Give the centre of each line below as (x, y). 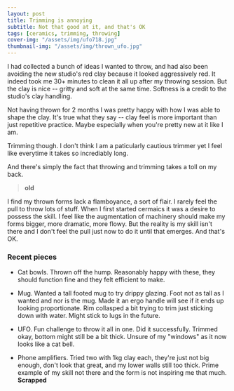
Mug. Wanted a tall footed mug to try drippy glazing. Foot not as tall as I (121, 293)
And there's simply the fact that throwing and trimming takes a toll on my (112, 167)
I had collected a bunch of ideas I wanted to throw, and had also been (108, 66)
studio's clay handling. (40, 96)
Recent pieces (32, 257)
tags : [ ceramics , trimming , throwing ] (64, 33)
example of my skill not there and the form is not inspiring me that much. (122, 373)
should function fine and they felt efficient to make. (91, 280)
